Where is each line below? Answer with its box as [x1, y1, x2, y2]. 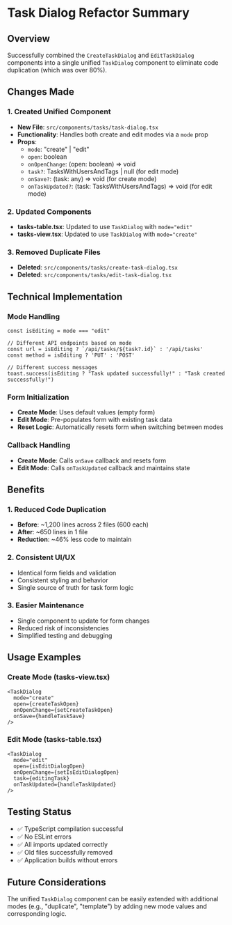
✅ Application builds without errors [17, 855, 118, 864]
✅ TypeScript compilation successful [17, 824, 124, 833]
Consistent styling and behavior [17, 576, 109, 584]
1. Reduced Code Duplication [7, 504, 106, 514]
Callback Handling [7, 440, 71, 450]
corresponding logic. [7, 910, 67, 918]
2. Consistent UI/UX [7, 552, 76, 562]
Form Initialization [7, 392, 69, 402]
